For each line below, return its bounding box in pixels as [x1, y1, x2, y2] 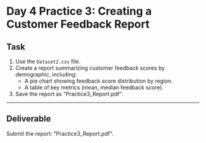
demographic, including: [15, 71, 77, 78]
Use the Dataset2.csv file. [15, 58, 81, 65]
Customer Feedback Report [6, 17, 150, 31]
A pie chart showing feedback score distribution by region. [24, 78, 173, 84]
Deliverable [6, 114, 51, 124]
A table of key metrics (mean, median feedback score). [24, 84, 164, 91]
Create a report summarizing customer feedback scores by [15, 64, 165, 71]
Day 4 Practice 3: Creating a [6, 4, 152, 18]
